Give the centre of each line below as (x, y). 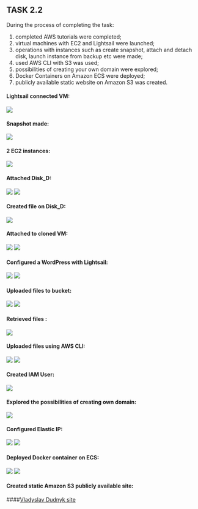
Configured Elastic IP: (35, 429)
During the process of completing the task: (60, 25)
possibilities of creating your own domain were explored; (86, 69)
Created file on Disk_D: (36, 206)
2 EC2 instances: (28, 151)
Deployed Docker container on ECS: (53, 458)
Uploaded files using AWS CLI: (46, 346)
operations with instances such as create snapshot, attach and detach (104, 50)
